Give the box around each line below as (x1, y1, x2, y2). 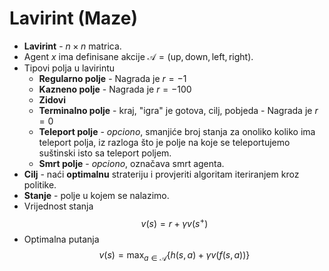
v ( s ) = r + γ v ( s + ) (140, 215, 209, 229)
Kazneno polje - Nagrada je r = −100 (38, 83, 192, 95)
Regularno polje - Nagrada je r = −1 (38, 72, 187, 84)
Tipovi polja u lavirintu (23, 62, 116, 74)
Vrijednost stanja (23, 200, 94, 212)
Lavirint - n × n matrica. (23, 40, 122, 52)
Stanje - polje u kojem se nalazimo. (23, 189, 170, 201)
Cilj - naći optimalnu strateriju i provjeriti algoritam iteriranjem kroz (23, 168, 300, 180)
